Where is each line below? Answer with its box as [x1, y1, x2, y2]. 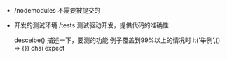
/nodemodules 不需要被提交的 [13, 6, 101, 14]
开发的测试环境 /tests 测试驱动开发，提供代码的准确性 [13, 21, 170, 29]
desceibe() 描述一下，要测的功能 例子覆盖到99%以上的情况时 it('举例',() [13, 36, 221, 44]
